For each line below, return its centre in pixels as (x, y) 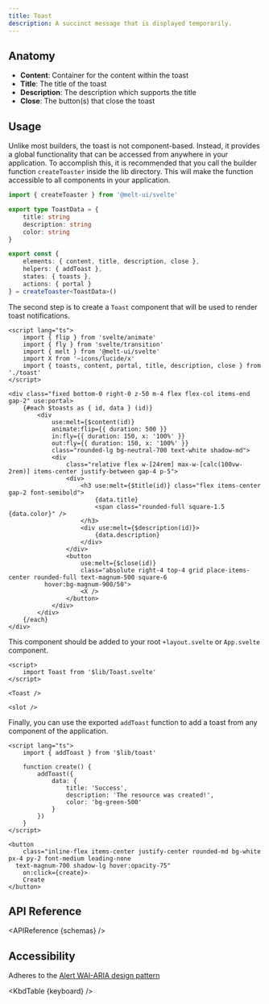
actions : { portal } (57, 284)
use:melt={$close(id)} (118, 563)
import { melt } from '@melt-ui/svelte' (91, 352)
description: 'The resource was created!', (140, 795)
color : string (46, 232)
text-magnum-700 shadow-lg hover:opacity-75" (93, 865)
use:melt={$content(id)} (93, 422)
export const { (34, 254)
